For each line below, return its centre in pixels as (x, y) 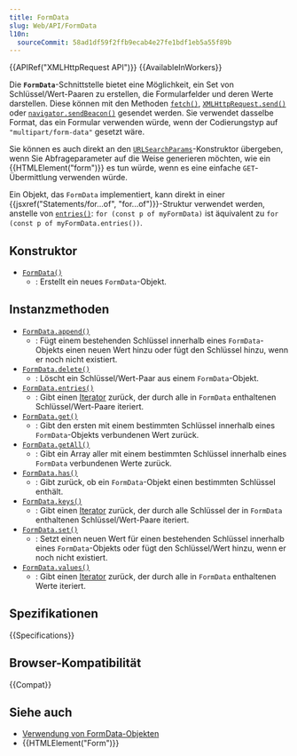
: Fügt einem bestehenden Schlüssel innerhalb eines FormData (148, 340)
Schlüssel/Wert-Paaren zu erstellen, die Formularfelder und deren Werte (141, 94)
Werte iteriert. (60, 585)
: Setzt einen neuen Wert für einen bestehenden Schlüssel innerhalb (160, 538)
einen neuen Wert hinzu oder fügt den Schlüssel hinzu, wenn (177, 350)
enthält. (49, 491)
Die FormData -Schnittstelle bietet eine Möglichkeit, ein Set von (122, 84)
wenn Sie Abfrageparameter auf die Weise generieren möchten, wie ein (140, 159)
